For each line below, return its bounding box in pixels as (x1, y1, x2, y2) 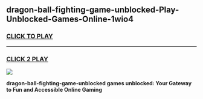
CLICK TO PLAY (6, 32, 53, 41)
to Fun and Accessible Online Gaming (6, 86, 103, 93)
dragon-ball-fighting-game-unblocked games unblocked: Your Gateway (6, 79, 192, 86)
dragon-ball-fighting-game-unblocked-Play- (6, 5, 179, 15)
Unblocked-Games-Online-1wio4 (6, 14, 134, 25)
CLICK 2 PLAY (6, 55, 48, 63)
